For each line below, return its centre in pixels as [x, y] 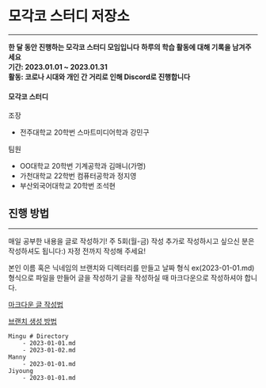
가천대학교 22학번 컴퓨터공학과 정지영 [78, 176]
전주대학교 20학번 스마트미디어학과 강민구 [84, 132]
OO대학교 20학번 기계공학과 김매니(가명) [83, 166]
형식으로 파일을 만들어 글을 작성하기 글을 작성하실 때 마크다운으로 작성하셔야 [125, 277]
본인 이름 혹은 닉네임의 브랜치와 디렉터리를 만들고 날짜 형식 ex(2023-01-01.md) [131, 268]
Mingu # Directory [38, 336]
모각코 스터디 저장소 [69, 16]
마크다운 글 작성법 [36, 304]
